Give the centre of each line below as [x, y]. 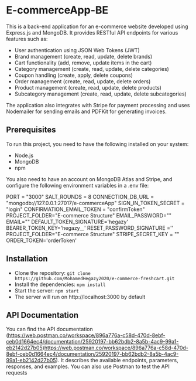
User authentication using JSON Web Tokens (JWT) [77, 50]
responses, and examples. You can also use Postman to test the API [88, 366]
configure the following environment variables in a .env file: [78, 185]
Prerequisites [31, 130]
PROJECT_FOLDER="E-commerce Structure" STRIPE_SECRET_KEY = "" [93, 234]
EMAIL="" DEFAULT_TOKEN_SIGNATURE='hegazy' [67, 222]
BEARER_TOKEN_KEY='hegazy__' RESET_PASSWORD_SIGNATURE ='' [90, 228]
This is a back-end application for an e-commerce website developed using [97, 26]
